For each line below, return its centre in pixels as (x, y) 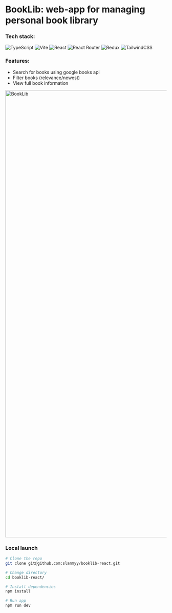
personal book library (52, 20)
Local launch (21, 548)
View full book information (40, 83)
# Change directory (26, 572)
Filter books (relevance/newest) (46, 78)
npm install (18, 591)
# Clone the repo (24, 559)
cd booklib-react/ (25, 577)
